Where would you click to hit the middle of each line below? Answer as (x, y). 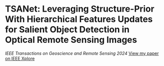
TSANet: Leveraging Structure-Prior (80, 9)
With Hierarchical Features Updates (79, 19)
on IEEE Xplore (20, 58)
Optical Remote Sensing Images (71, 40)
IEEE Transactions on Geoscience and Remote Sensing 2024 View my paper (82, 53)
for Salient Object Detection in (67, 30)
